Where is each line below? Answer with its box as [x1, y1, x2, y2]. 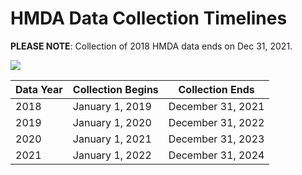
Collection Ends [178, 82, 255, 96]
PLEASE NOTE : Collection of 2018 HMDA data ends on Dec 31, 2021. [10, 40, 293, 52]
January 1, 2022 [72, 148, 152, 162]
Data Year [15, 82, 63, 96]
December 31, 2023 [168, 132, 265, 146]
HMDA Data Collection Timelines [10, 7, 288, 30]
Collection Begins [72, 82, 159, 96]
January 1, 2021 [72, 132, 152, 146]
